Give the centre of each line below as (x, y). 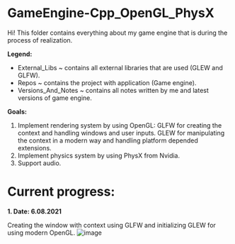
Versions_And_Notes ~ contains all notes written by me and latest (113, 90)
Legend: (20, 54)
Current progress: (61, 192)
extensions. (34, 148)
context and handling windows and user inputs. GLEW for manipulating (121, 133)
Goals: (17, 111)
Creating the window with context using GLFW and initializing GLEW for (111, 225)
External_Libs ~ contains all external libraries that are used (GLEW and (120, 67)
